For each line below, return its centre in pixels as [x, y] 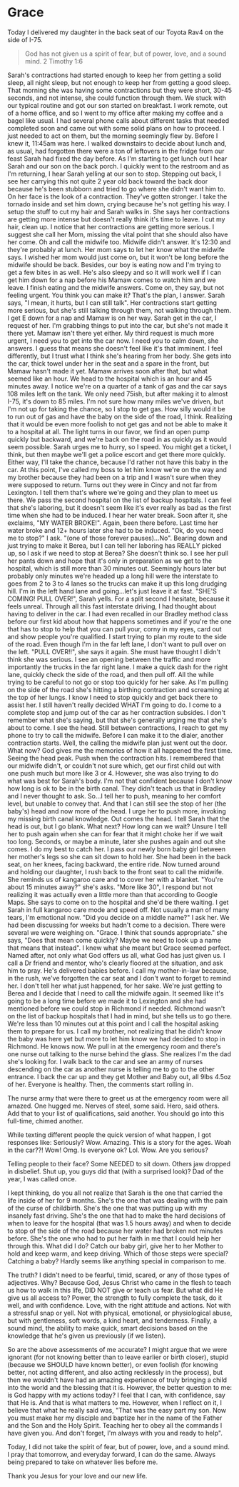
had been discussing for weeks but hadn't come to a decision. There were [117, 925]
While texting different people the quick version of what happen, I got [110, 1135]
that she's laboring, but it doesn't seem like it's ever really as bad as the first [119, 507]
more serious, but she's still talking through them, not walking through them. [119, 310]
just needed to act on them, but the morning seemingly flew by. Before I [113, 136]
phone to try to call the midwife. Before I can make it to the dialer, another [116, 735]
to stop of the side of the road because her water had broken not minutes [115, 1231]
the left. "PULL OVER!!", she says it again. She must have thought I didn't [114, 651]
